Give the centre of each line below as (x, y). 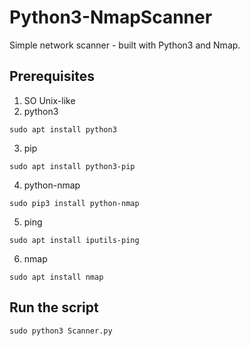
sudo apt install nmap (56, 277)
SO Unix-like (49, 100)
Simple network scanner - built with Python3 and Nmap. (125, 45)
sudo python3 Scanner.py (61, 331)
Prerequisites (52, 76)
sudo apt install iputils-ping (74, 240)
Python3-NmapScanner (111, 17)
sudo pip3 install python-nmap (74, 203)
